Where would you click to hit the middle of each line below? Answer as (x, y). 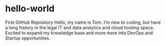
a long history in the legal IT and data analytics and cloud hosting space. (80, 27)
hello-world (30, 9)
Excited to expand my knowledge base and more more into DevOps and (79, 33)
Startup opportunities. (28, 38)
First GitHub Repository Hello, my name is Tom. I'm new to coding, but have (83, 22)
